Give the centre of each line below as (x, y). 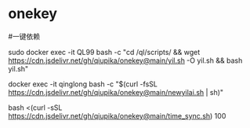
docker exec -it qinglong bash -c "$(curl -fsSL (83, 84)
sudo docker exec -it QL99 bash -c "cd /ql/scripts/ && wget (104, 52)
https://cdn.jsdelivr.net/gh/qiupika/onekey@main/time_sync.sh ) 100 (117, 115)
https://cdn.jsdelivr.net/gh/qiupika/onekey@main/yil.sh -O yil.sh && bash (125, 60)
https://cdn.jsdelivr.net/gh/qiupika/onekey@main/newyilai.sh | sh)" (116, 92)
